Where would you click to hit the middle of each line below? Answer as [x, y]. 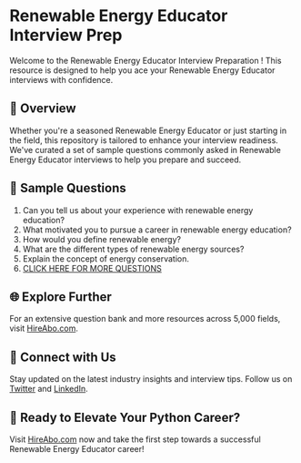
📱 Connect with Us [63, 357]
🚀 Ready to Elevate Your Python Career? [125, 417]
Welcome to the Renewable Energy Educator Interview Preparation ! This [145, 60]
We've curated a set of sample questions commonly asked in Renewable [145, 149]
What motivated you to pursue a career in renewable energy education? [157, 230]
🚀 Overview [43, 109]
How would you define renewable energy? [102, 239]
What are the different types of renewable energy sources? [133, 249]
